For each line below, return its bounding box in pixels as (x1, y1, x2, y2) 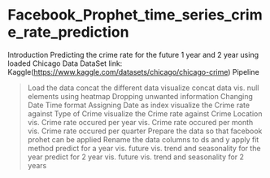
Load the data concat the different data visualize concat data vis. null (27, 83, 259, 93)
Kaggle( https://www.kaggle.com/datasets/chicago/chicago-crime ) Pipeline (7, 67, 259, 76)
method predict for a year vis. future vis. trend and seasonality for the (27, 143, 261, 153)
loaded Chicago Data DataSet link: (7, 59, 123, 68)
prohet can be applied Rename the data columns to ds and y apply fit (27, 134, 259, 144)
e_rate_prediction (7, 23, 129, 41)
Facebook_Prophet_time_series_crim (7, 6, 263, 24)
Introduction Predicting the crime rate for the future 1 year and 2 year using (7, 50, 259, 59)
